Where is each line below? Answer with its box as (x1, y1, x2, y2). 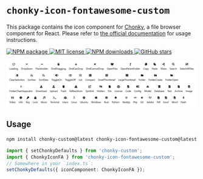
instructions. (6, 36, 38, 43)
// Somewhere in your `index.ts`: (6, 160, 94, 167)
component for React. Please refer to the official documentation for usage (6, 29, 191, 37)
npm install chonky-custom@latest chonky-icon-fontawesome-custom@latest (6, 136, 198, 142)
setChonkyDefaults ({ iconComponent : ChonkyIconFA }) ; (6, 167, 146, 173)
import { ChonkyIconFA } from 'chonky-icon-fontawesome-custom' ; (6, 154, 175, 160)
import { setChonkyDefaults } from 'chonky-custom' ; (6, 147, 143, 153)
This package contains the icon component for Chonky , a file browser (6, 23, 181, 30)
